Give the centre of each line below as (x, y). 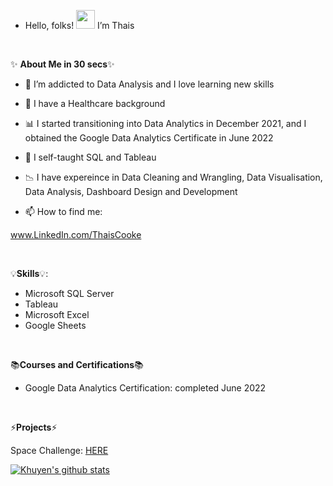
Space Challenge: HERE (59, 450)
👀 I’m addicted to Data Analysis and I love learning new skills (149, 84)
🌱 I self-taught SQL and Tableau (90, 157)
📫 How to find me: (63, 211)
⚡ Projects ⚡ (34, 427)
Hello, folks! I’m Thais (79, 25)
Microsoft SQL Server (69, 293)
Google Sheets (55, 325)
